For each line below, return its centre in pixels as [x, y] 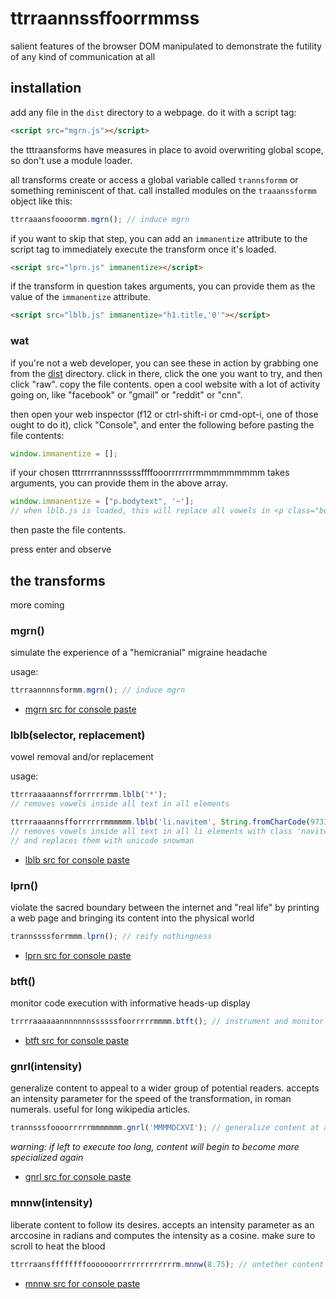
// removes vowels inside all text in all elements [120, 804]
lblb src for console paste [77, 859]
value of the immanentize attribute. [80, 297]
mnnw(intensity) [51, 1203]
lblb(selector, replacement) [78, 735]
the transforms [58, 580]
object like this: [41, 201]
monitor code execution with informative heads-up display [130, 1003]
